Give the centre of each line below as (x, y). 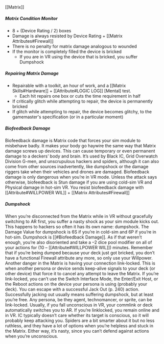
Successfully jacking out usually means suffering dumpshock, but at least (79, 294)
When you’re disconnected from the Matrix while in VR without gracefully (79, 216)
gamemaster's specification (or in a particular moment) (68, 117)
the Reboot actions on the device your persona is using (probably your (76, 284)
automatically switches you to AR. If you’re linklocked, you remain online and (82, 310)
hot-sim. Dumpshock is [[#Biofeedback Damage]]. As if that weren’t (73, 237)
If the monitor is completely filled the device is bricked (67, 52)
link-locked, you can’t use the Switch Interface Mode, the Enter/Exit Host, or (82, 279)
